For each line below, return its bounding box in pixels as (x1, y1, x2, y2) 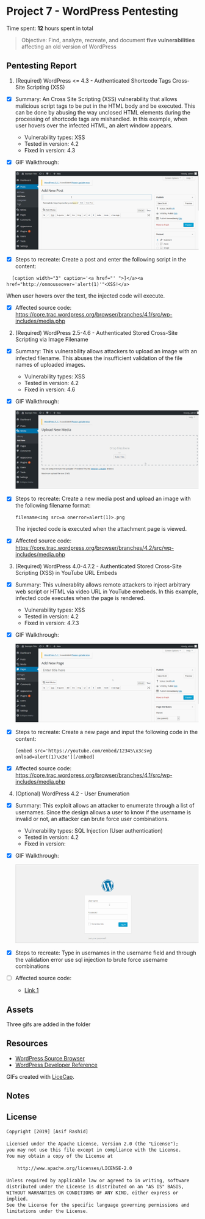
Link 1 (24, 987, 39, 994)
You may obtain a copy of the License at (6, 1153, 113, 1160)
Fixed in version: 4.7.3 (24, 619, 79, 626)
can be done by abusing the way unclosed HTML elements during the (15, 108, 191, 116)
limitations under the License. (6, 1208, 88, 1215)
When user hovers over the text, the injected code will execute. (6, 292, 165, 299)
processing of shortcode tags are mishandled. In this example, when (15, 115, 188, 122)
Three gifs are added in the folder (6, 1021, 91, 1028)
